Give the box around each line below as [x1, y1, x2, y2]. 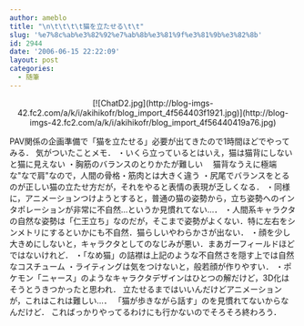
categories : [9, 65, 55, 74]
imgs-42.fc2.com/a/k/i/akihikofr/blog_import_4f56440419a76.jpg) [29, 117, 277, 127]
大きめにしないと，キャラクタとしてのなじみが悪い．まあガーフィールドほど [9, 238, 296, 249]
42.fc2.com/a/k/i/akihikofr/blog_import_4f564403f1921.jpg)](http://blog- [16, 107, 289, 118]
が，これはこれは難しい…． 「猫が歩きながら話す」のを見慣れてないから [9, 295, 281, 306]
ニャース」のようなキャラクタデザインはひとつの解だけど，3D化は [40, 272, 289, 283]
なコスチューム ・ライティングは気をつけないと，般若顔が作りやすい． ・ [9, 260, 284, 271]
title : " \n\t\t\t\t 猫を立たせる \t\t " [9, 22, 145, 31]
